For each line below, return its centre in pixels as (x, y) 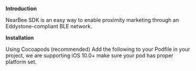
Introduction (21, 9)
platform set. (21, 62)
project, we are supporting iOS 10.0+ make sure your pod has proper (89, 55)
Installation (20, 38)
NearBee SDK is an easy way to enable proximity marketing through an (92, 20)
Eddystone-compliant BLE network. (49, 26)
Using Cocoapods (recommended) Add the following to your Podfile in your (98, 49)
